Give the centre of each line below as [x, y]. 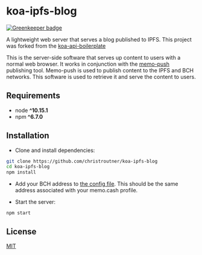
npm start [19, 213]
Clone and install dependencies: [55, 150]
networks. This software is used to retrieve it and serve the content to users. [101, 77]
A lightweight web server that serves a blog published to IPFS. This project [99, 39]
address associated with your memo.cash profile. [76, 190]
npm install [21, 172]
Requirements [33, 96]
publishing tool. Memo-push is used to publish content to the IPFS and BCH [100, 70]
